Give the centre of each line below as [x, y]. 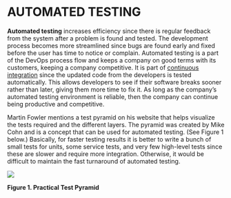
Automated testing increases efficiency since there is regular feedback [109, 31]
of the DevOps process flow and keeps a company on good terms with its [112, 60]
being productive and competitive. [56, 104]
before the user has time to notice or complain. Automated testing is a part [113, 53]
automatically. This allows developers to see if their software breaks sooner [114, 82]
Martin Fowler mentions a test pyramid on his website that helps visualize [111, 117]
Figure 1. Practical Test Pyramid [53, 187]
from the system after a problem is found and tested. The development [108, 38]
